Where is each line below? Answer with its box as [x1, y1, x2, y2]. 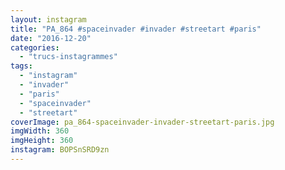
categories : [10, 42, 60, 53]
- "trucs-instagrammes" [19, 52, 118, 62]
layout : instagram [10, 14, 87, 25]
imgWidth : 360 [10, 126, 70, 136]
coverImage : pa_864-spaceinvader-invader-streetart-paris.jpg [10, 117, 275, 127]
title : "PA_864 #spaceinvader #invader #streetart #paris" [10, 24, 262, 34]
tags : [10, 61, 33, 71]
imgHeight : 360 [10, 136, 74, 146]
